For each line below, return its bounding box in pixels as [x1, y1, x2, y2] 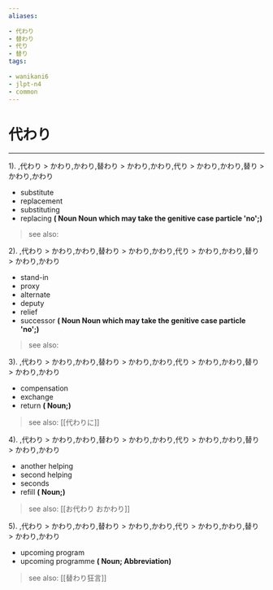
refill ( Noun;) [19, 487, 66, 497]
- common [8, 87, 38, 96]
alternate [19, 290, 51, 299]
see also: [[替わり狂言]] [28, 573, 107, 583]
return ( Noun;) [19, 400, 71, 411]
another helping [19, 461, 74, 471]
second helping [19, 470, 73, 480]
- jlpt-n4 [8, 80, 42, 88]
